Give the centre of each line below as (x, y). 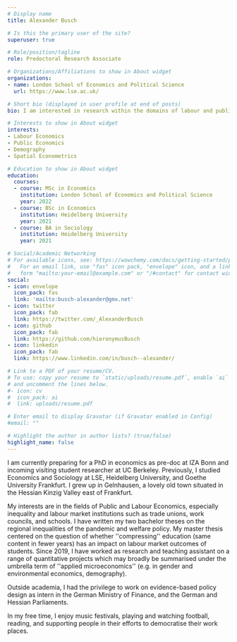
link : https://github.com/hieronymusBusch (77, 339)
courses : (26, 182)
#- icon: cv (25, 391)
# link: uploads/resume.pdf (50, 404)
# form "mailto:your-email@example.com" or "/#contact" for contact (113, 273)
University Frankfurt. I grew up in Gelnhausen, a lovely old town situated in (115, 485)
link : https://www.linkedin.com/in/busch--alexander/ (94, 359)
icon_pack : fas (36, 293)
